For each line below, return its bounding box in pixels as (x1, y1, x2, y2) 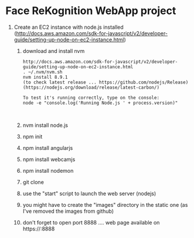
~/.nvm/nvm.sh (28, 69, 63, 75)
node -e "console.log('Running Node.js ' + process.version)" (22, 100, 178, 106)
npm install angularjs (22, 144, 73, 151)
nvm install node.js (22, 122, 69, 129)
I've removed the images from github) (22, 207, 114, 214)
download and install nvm (22, 47, 85, 54)
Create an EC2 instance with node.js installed (13, 24, 124, 31)
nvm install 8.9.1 (22, 74, 68, 80)
